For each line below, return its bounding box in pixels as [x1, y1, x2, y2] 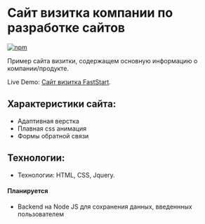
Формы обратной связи [17, 131, 89, 140]
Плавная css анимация [17, 124, 86, 133]
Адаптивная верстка [17, 117, 79, 125]
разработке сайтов [7, 20, 125, 36]
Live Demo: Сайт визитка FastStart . [7, 77, 111, 86]
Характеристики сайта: [7, 98, 117, 110]
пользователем [17, 209, 65, 218]
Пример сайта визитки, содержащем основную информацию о [7, 56, 198, 65]
